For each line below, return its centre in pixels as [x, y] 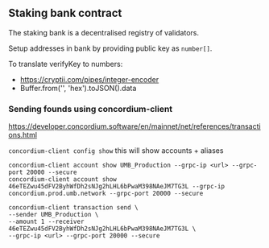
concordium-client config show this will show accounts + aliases [116, 151]
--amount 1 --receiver [46, 222]
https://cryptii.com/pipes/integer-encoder [89, 79]
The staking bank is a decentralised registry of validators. [104, 32]
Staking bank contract [65, 13]
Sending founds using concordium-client [91, 109]
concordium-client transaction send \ [73, 208]
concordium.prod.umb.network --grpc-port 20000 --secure [106, 194]
